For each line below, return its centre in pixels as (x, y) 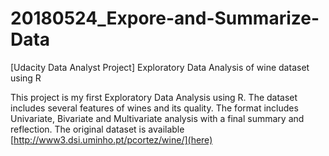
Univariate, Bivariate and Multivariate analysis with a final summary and (157, 118)
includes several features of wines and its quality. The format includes (154, 108)
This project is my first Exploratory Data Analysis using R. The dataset (154, 97)
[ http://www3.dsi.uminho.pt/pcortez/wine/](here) (111, 139)
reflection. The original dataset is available (97, 129)
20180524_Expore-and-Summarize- (165, 18)
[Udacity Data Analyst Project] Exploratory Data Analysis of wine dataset (160, 67)
